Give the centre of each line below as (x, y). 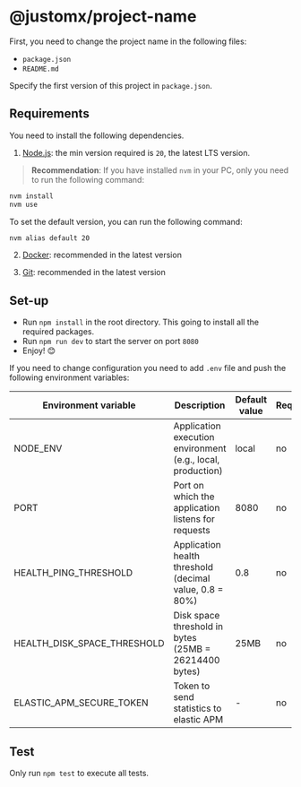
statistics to (198, 708)
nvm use (24, 204)
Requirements (49, 114)
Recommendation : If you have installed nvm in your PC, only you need (160, 170)
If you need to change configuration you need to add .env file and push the (148, 368)
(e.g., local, (197, 460)
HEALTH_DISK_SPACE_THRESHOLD (89, 644)
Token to (192, 686)
